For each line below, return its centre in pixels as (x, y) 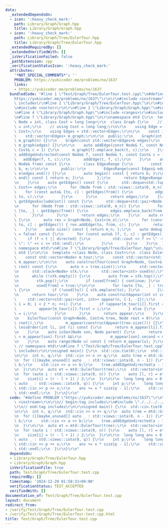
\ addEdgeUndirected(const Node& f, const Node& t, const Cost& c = (87, 155)
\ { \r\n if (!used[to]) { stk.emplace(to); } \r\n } (87, 290)
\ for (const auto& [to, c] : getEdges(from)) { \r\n (74, 192)
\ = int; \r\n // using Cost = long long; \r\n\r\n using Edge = (88, 127)
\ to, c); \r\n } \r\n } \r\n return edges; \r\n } (87, 196)
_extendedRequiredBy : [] (35, 47)
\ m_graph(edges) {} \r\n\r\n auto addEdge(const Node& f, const (86, 145)
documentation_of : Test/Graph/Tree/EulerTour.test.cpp (63, 495)
